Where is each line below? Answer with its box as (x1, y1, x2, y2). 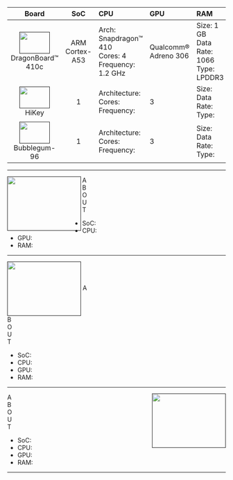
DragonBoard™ (10, 53, 59, 63)
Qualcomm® (149, 42, 190, 51)
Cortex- (64, 47, 92, 56)
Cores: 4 (98, 51, 127, 60)
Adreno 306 (149, 51, 189, 60)
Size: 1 (196, 21, 219, 30)
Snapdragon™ (98, 34, 144, 43)
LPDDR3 (196, 73, 224, 82)
